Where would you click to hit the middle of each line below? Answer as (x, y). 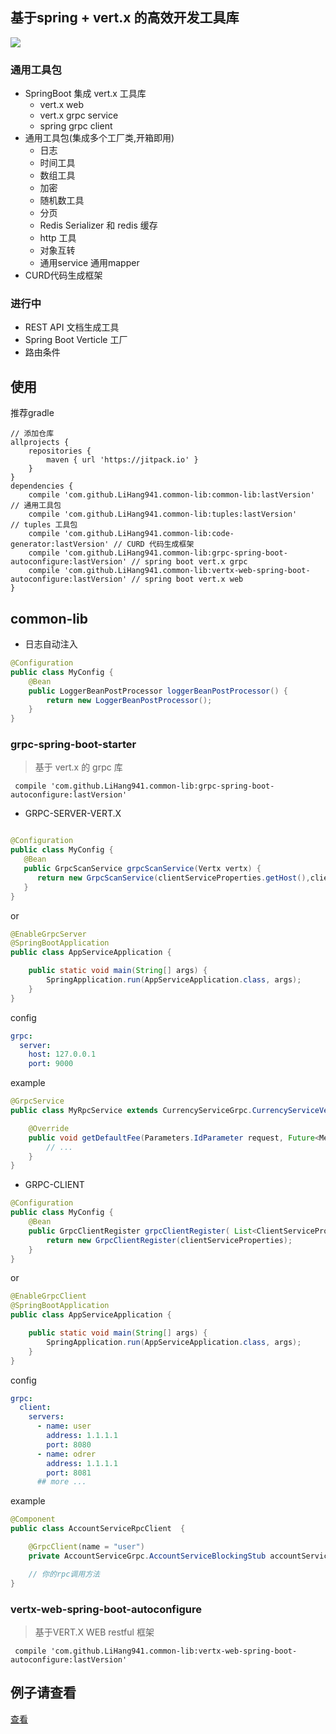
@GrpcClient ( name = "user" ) (86, 1547)
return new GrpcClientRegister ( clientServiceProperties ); (169, 1240)
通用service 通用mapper (89, 263)
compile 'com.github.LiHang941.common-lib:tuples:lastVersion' (163, 514)
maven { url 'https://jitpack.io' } (122, 460)
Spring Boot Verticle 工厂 (76, 340)
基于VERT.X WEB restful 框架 (94, 1632)
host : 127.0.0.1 (62, 1054)
